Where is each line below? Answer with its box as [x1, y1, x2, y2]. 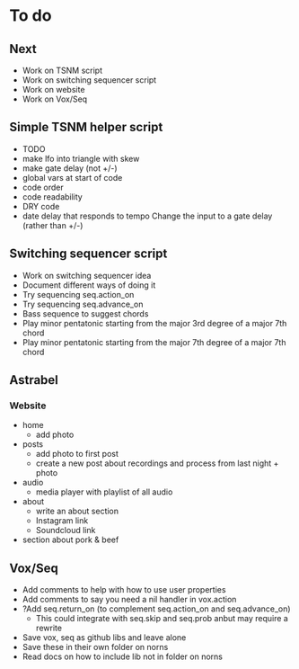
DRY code [22, 201, 60, 211]
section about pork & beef [22, 534, 119, 545]
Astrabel [9, 372, 58, 388]
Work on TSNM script [22, 65, 103, 76]
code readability [22, 191, 83, 202]
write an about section [35, 505, 119, 517]
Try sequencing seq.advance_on [22, 299, 144, 309]
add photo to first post [35, 449, 119, 459]
